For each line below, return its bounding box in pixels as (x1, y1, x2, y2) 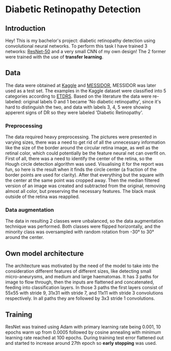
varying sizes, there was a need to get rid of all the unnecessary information (5, 139, 166, 145)
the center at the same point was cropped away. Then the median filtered (5, 178, 160, 184)
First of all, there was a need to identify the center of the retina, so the (5, 156, 153, 162)
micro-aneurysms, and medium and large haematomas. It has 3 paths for (5, 274, 159, 280)
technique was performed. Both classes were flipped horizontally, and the (5, 224, 161, 230)
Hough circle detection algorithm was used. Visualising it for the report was (5, 161, 164, 167)
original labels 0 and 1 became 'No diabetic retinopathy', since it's (23, 98, 161, 104)
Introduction (5, 24, 46, 33)
